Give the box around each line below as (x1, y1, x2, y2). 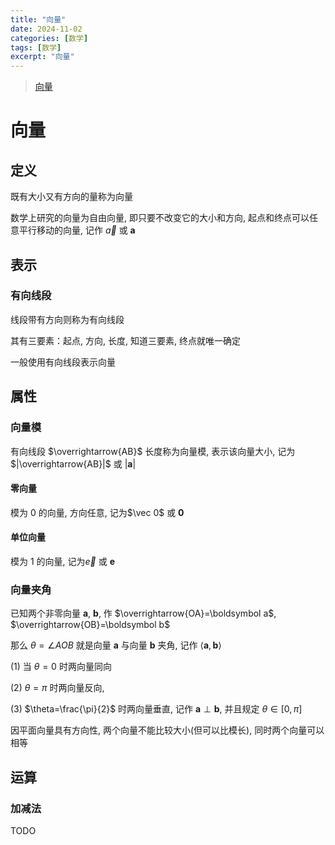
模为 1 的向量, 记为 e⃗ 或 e (10, 555, 116, 567)
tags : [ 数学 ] (10, 42, 62, 53)
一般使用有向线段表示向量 (10, 356, 116, 368)
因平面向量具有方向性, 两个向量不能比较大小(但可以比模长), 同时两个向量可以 (10, 724, 325, 736)
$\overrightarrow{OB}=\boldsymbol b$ (10, 619, 171, 631)
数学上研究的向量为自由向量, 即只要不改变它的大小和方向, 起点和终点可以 (10, 212, 310, 224)
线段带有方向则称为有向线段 (10, 313, 125, 325)
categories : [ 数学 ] (10, 33, 89, 43)
